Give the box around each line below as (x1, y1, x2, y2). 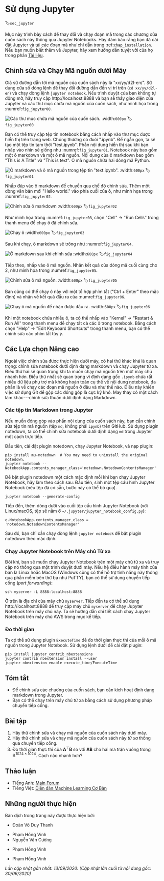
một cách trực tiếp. (5, 434, 44, 440)
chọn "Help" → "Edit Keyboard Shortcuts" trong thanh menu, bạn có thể (5, 325, 150, 331)
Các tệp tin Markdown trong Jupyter (5, 407, 94, 413)
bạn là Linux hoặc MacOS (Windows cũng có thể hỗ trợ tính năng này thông (5, 569, 158, 576)
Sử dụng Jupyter (5, 3, 75, 15)
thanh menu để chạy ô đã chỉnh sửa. (5, 220, 79, 226)
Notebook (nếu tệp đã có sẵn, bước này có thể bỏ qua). (5, 484, 117, 490)
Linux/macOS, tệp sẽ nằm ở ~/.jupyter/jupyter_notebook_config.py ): (5, 508, 146, 514)
